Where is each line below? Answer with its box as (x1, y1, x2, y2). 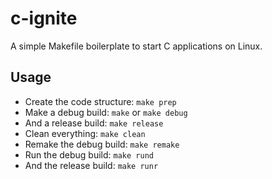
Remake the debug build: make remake (24, 138, 180, 150)
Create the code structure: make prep (24, 95, 177, 107)
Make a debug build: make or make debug (24, 106, 188, 118)
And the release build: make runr (24, 159, 159, 171)
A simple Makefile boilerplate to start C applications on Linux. (10, 40, 263, 52)
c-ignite (10, 7, 78, 30)
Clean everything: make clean (24, 127, 146, 139)
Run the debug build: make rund (24, 148, 154, 161)
